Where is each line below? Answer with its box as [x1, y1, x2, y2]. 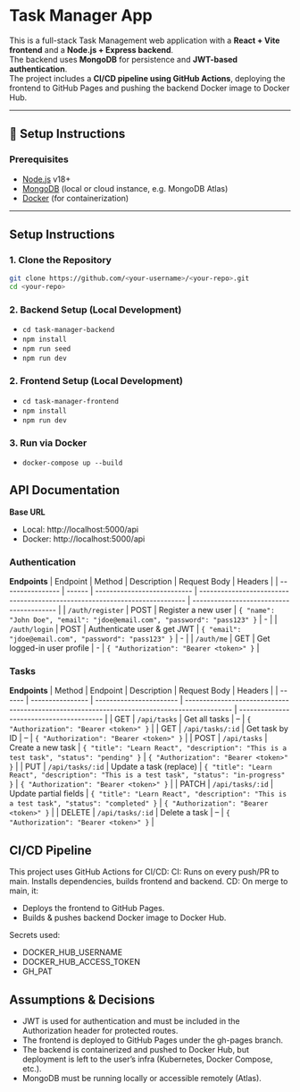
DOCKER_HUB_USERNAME [21, 947, 123, 958]
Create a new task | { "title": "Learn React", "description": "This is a [9, 742, 287, 753]
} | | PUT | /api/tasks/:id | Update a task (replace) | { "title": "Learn [9, 762, 272, 772]
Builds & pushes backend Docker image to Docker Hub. [21, 912, 227, 923]
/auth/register [67, 606, 125, 616]
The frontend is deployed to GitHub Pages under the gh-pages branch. [21, 1035, 284, 1045]
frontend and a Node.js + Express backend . [9, 44, 174, 55]
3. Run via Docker [9, 436, 87, 448]
